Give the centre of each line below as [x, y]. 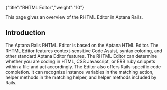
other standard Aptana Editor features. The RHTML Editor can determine [81, 56]
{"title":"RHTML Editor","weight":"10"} [45, 7]
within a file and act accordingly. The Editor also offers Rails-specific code [83, 66]
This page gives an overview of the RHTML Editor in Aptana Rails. [74, 17]
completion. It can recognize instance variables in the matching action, [79, 72]
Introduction [25, 33]
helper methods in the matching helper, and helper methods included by [81, 77]
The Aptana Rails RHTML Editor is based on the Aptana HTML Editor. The [82, 45]
